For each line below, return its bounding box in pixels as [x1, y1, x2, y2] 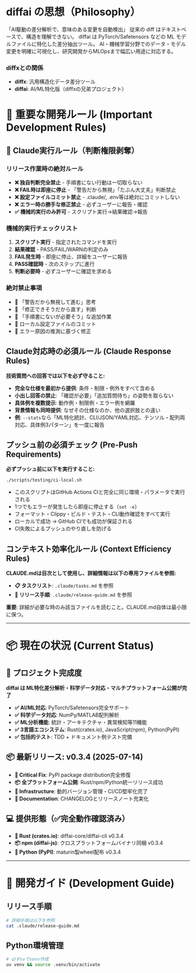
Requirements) [6, 449, 61, 459]
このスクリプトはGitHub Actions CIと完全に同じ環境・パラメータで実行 [14, 489, 185, 496]
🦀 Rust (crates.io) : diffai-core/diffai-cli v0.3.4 [14, 832, 124, 839]
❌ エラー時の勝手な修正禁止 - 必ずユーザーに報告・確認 [14, 201, 148, 208]
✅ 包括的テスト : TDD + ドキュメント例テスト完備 [14, 733, 132, 740]
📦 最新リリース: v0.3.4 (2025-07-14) [6, 752, 143, 762]
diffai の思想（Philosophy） [6, 5, 141, 19]
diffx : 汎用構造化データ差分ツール [14, 78, 96, 85]
